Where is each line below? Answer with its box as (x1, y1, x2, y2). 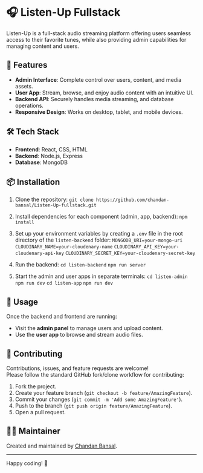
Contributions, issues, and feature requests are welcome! (6, 365, 149, 372)
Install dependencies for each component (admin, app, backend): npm (14, 213, 188, 220)
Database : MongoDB (14, 159, 68, 166)
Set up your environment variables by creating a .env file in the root (14, 230, 183, 237)
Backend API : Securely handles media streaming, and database (14, 95, 174, 102)
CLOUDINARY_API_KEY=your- (114, 244, 179, 250)
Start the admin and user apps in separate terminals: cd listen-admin (14, 273, 188, 280)
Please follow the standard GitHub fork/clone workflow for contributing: (6, 371, 184, 378)
